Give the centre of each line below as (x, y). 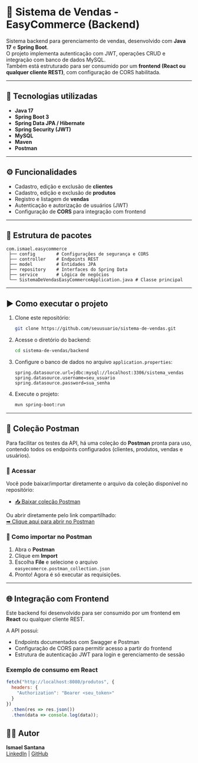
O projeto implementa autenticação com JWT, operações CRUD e (86, 53)
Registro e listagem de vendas (52, 199)
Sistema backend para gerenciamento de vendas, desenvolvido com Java (96, 41)
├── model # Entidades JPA (52, 265)
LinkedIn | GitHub (27, 754)
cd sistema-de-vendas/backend (52, 351)
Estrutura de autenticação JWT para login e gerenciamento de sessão (100, 655)
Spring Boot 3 (32, 117)
